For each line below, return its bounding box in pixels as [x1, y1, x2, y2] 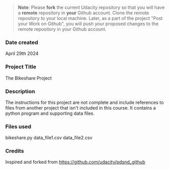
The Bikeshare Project [5, 75, 52, 81]
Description [5, 88, 35, 95]
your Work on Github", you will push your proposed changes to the [17, 20, 159, 27]
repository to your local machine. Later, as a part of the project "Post [17, 15, 163, 21]
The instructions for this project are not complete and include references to [5, 99, 164, 105]
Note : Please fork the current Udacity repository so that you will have [17, 5, 165, 10]
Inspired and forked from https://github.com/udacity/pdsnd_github [5, 159, 145, 165]
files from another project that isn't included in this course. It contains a [5, 104, 156, 111]
